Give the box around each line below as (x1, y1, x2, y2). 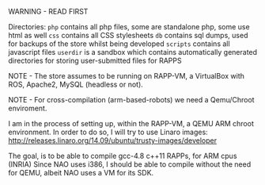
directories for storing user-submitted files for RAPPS (8, 56, 182, 65)
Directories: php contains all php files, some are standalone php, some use (8, 22, 251, 31)
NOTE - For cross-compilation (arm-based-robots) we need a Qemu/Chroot (8, 95, 255, 104)
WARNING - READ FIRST (8, 7, 89, 16)
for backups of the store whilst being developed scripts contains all (8, 39, 231, 48)
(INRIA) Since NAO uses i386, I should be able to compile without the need (8, 160, 252, 169)
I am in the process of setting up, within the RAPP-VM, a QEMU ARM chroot (8, 119, 255, 128)
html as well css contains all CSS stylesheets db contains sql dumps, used (8, 31, 248, 40)
